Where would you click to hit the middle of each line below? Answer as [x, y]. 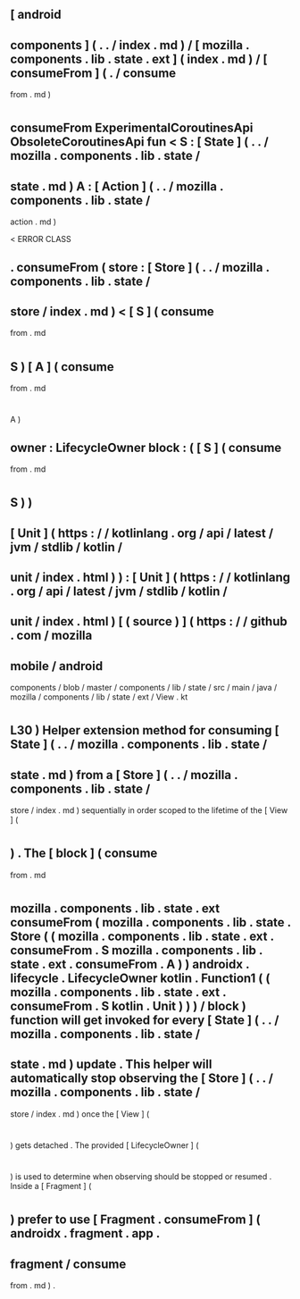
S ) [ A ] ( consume [62, 367]
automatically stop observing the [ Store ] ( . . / [142, 1079]
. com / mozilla [51, 636]
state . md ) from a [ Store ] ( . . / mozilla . [124, 775]
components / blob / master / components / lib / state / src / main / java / [144, 688]
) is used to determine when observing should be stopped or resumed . [141, 1177]
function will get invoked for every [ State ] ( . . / [145, 1020]
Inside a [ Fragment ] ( [51, 1186]
